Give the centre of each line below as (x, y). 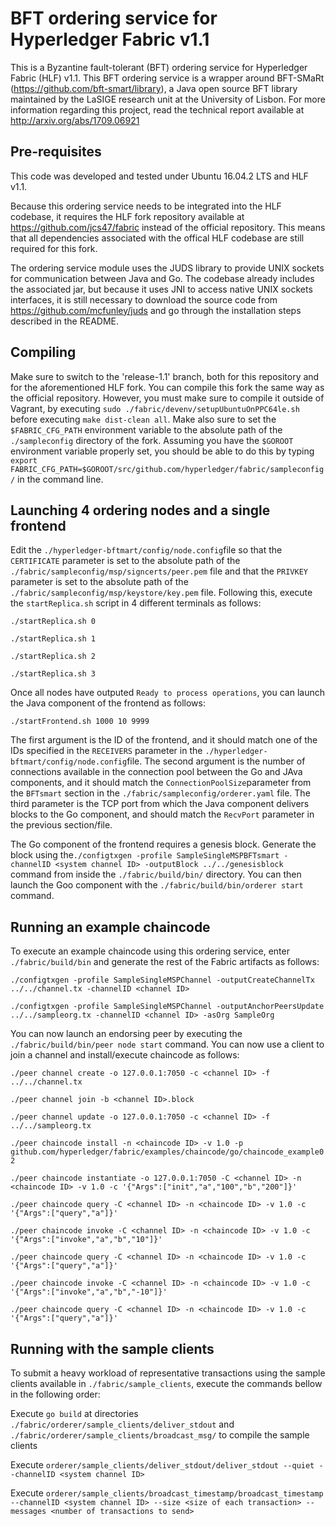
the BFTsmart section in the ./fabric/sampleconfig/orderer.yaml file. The (160, 793)
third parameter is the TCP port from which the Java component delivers (160, 804)
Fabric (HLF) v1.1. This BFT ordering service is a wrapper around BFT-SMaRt (167, 78)
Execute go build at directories (74, 1413)
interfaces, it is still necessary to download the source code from (144, 299)
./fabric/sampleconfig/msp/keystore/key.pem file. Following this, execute (161, 593)
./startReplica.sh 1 (53, 639)
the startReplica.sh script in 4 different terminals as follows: (136, 603)
